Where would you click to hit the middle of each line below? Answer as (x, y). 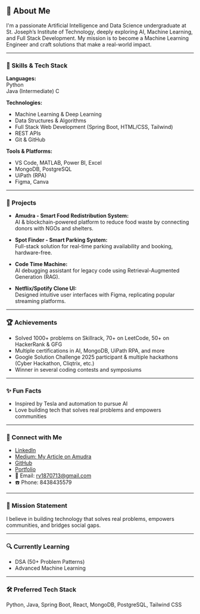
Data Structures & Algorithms (50, 121)
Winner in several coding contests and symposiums (78, 369)
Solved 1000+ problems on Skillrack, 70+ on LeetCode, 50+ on (92, 338)
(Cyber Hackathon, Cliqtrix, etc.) (54, 363)
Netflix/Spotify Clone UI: (46, 289)
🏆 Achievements (32, 323)
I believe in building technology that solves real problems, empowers (90, 519)
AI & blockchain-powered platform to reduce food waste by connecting (102, 222)
